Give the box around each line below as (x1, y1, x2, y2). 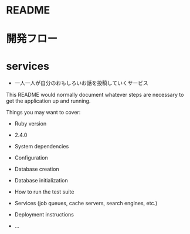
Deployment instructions (14, 211, 74, 218)
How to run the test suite (14, 188, 74, 195)
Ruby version (14, 120, 47, 127)
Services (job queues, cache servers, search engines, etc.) (14, 200, 158, 207)
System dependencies (14, 143, 69, 150)
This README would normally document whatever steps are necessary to (6, 91, 184, 99)
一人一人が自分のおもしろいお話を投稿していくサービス (14, 80, 148, 87)
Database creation (14, 165, 60, 173)
